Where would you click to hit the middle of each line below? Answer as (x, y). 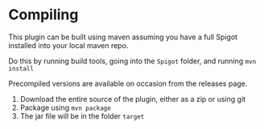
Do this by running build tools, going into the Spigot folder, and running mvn (132, 61)
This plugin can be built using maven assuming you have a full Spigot (123, 37)
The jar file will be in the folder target (82, 116)
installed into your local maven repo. (68, 45)
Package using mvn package (65, 107)
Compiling (43, 15)
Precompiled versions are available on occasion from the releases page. (128, 83)
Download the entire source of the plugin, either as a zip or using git (133, 99)
